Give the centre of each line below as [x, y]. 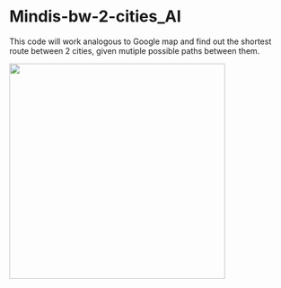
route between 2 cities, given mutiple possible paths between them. [135, 50]
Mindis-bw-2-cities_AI [95, 17]
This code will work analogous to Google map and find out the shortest [140, 41]
